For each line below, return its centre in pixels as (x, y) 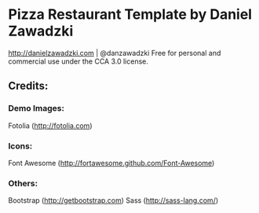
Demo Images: (36, 108)
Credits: (28, 86)
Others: (23, 183)
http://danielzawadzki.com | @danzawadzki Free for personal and (115, 53)
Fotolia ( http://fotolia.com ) (50, 125)
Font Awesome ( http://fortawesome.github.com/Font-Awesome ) (111, 163)
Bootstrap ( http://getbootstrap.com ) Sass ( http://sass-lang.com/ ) (113, 200)
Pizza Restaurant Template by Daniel (130, 15)
